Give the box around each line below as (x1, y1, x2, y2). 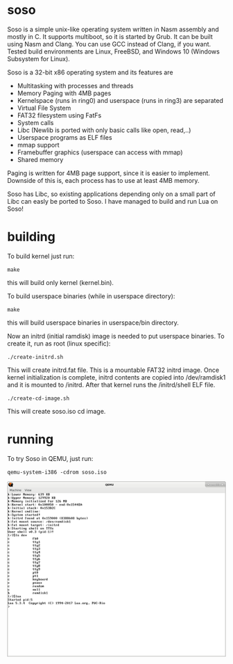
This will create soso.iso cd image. (7, 407, 106, 415)
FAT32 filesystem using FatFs (17, 111, 102, 120)
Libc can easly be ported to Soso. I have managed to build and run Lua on (7, 197, 218, 205)
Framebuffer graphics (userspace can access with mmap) (17, 148, 183, 156)
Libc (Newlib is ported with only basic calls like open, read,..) (17, 126, 191, 134)
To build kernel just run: (7, 252, 75, 260)
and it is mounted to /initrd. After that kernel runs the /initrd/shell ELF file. (7, 380, 216, 389)
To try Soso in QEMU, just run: (7, 454, 94, 462)
